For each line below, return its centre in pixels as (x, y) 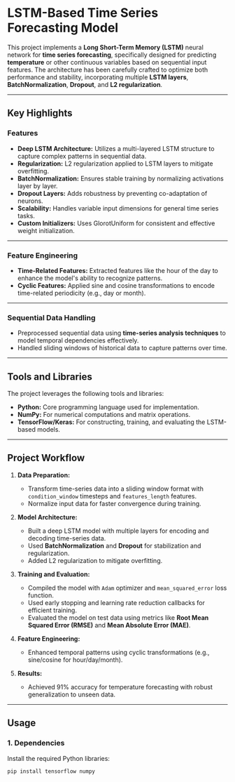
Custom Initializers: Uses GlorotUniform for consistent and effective (116, 223)
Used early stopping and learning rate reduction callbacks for (116, 602)
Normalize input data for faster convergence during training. (114, 503)
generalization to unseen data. (72, 694)
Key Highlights (40, 113)
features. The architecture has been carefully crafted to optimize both (108, 69)
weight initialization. (46, 230)
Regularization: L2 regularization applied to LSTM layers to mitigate (115, 164)
